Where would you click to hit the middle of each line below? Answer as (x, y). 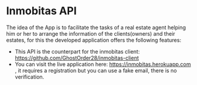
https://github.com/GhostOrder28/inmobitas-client (77, 58)
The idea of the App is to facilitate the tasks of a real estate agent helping (96, 27)
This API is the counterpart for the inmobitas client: (77, 51)
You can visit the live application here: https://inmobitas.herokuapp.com (103, 64)
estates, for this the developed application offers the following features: (94, 40)
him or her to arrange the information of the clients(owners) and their (91, 33)
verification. (29, 77)
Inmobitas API (42, 11)
